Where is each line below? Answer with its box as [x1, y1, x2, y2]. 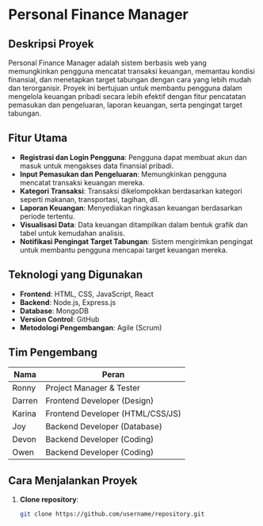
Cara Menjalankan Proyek [8, 474, 138, 487]
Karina [12, 408, 37, 419]
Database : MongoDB [19, 306, 90, 315]
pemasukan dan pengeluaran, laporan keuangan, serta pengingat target [8, 101, 243, 109]
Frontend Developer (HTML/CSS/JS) [45, 408, 181, 419]
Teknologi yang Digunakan [8, 268, 143, 282]
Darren [12, 395, 38, 406]
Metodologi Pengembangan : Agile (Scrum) [19, 322, 162, 332]
